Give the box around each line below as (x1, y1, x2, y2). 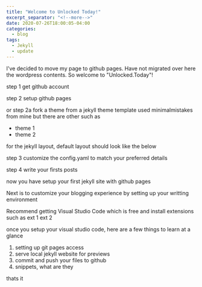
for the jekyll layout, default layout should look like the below (6, 143, 157, 150)
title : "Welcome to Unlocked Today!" (6, 8, 101, 15)
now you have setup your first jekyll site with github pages (6, 178, 151, 185)
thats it (6, 274, 24, 282)
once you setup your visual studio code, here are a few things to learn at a (6, 225, 191, 233)
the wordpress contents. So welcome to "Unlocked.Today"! (6, 71, 154, 79)
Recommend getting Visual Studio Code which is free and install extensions (6, 207, 194, 214)
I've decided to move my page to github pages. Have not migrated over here (6, 65, 196, 72)
